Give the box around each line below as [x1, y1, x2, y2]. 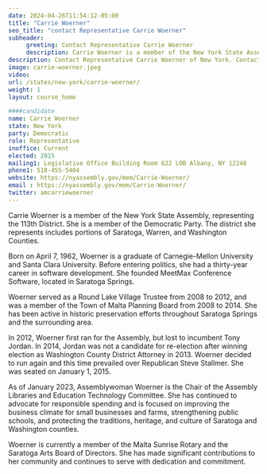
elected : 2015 [8, 152, 56, 160]
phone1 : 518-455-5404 [8, 166, 80, 175]
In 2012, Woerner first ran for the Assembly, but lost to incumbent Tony [8, 332, 241, 342]
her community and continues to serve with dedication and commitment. [8, 457, 246, 466]
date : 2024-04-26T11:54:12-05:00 [8, 11, 119, 20]
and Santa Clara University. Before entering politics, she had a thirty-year [8, 259, 248, 269]
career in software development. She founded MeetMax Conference [8, 268, 232, 278]
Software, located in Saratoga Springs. [8, 276, 135, 286]
